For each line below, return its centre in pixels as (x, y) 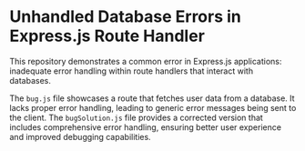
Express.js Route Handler (107, 36)
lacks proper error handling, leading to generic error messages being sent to (153, 107)
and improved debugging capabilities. (81, 136)
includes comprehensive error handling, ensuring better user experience (146, 127)
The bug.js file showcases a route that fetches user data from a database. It (152, 98)
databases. (30, 80)
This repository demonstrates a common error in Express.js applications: (146, 61)
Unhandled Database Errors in (125, 17)
